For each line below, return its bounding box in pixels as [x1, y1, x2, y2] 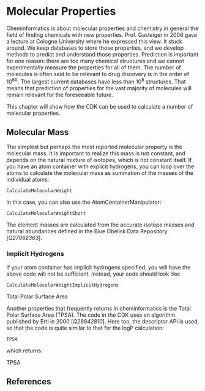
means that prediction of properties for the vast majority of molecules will [6, 84, 192, 91]
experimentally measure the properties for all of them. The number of [6, 63, 182, 71]
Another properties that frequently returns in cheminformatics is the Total [6, 304, 192, 312]
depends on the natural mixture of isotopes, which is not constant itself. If [6, 157, 192, 164]
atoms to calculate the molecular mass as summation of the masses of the [6, 169, 194, 177]
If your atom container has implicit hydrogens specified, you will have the [6, 263, 191, 271]
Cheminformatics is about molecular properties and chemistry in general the [6, 25, 199, 32]
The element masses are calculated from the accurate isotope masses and [6, 221, 195, 228]
